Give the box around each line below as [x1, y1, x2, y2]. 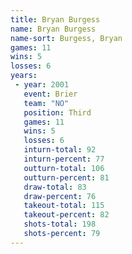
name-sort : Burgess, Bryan [10, 33, 123, 43]
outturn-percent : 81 [23, 172, 110, 183]
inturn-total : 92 [23, 145, 97, 155]
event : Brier [23, 89, 78, 99]
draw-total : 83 [23, 182, 87, 192]
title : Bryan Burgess [10, 14, 101, 25]
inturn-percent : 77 [23, 154, 105, 164]
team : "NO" [23, 98, 70, 108]
